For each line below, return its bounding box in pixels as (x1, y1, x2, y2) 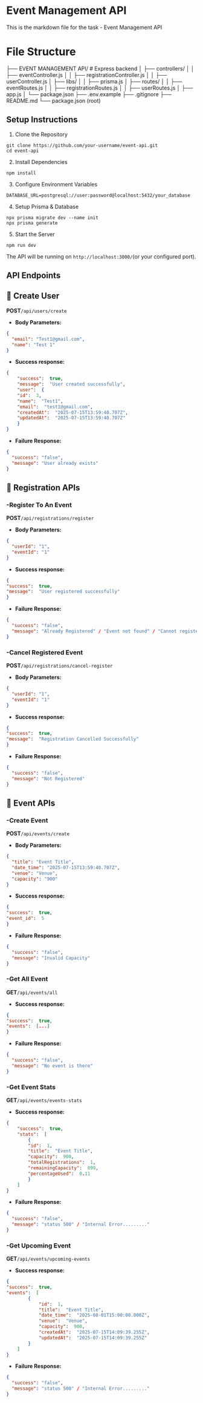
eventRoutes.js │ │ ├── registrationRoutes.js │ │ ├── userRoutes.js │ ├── (6, 84, 193, 91)
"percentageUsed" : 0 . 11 (28, 1171, 91, 1177)
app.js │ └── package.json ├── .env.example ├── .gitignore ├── (6, 90, 172, 97)
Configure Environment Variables (14, 180, 98, 188)
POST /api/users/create (6, 307, 67, 314)
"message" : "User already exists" (11, 460, 98, 466)
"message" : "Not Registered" (11, 775, 85, 781)
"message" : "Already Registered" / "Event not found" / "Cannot (11, 628, 177, 634)
